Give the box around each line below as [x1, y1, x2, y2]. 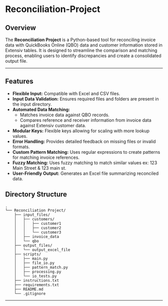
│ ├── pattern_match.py [14, 264, 68, 270]
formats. [12, 144, 30, 150]
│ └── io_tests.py [14, 273, 57, 278]
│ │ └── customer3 [14, 229, 61, 235]
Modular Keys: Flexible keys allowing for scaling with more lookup [12, 128, 150, 134]
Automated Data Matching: [12, 106, 70, 112]
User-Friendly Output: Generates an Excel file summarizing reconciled [12, 170, 159, 176]
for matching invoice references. [12, 154, 80, 160]
